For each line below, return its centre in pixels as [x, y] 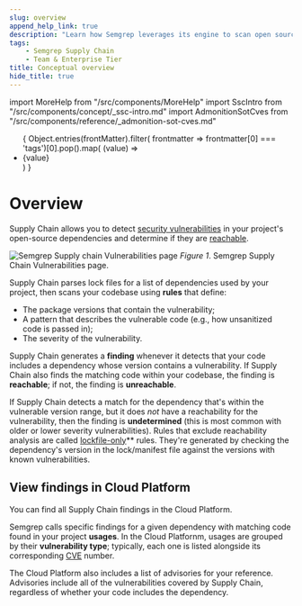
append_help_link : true [54, 26]
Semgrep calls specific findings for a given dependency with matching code [151, 527]
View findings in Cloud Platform [100, 488]
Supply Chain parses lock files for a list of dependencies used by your [139, 282]
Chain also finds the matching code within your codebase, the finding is [142, 375]
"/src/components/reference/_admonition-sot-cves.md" [113, 121]
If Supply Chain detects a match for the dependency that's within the [137, 402]
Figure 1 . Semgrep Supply [227, 255]
